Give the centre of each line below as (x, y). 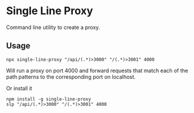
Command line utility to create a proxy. (53, 27)
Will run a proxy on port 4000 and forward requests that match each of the (97, 70)
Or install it (19, 88)
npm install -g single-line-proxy (49, 99)
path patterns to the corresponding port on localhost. (71, 77)
